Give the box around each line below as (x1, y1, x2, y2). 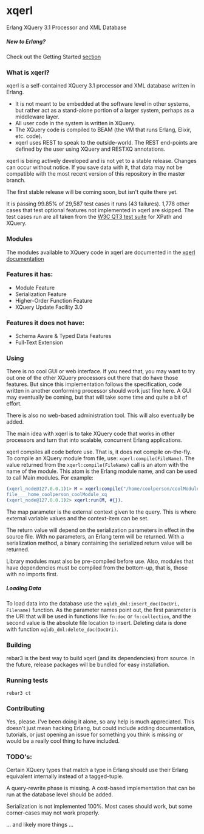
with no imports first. (6, 571, 58, 578)
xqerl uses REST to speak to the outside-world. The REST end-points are (15, 139, 198, 146)
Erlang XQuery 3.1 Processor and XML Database (6, 24, 127, 31)
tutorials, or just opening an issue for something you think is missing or (6, 731, 183, 738)
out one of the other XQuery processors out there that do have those (6, 374, 178, 382)
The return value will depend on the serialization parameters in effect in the (6, 526, 194, 534)
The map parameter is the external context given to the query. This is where (6, 508, 196, 515)
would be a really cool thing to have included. (6, 737, 120, 745)
